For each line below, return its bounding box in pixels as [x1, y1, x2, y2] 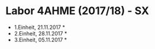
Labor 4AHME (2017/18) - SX [5, 4, 149, 18]
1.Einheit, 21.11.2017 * [14, 24, 66, 31]
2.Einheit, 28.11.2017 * [14, 30, 67, 37]
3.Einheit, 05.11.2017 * [14, 36, 67, 43]
